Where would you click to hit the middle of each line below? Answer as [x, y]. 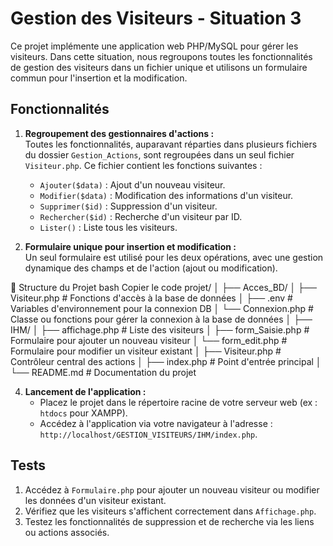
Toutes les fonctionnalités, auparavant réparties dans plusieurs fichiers [171, 144]
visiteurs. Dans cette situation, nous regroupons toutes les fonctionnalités [161, 56]
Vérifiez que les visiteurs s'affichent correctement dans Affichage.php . [170, 511]
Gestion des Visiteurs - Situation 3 [156, 18]
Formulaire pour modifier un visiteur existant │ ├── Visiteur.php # [146, 351]
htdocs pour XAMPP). [83, 413]
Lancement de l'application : [85, 391]
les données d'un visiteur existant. [95, 500]
